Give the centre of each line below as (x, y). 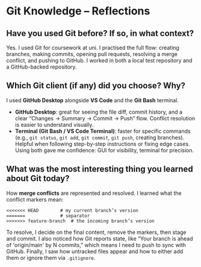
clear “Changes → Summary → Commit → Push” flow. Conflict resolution (105, 118)
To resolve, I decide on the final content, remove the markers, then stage (96, 232)
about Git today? (38, 179)
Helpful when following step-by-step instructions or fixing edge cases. (103, 144)
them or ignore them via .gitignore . (51, 257)
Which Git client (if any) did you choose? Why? (96, 86)
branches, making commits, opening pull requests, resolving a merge (92, 54)
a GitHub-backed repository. (42, 67)
